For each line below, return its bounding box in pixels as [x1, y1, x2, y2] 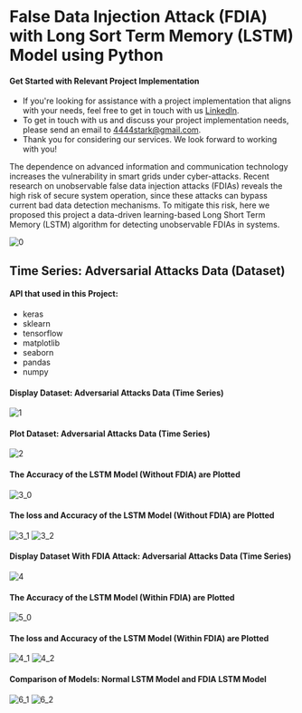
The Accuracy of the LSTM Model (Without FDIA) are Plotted [9, 469, 241, 480]
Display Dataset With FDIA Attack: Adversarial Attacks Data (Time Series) [9, 551, 292, 562]
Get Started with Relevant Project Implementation [9, 75, 200, 86]
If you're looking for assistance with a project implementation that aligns [22, 95, 292, 106]
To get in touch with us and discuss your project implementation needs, [22, 115, 289, 126]
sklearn [22, 317, 52, 328]
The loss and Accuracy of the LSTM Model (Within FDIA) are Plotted [9, 632, 269, 643]
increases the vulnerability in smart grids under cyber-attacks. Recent [9, 171, 269, 182]
